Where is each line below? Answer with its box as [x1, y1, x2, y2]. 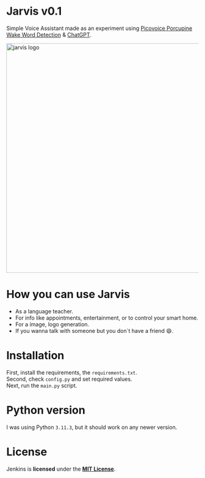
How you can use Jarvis [6, 288, 130, 301]
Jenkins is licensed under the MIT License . [6, 465, 116, 472]
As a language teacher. [15, 307, 73, 315]
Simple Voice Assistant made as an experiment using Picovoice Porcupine [6, 24, 193, 32]
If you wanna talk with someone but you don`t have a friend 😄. [15, 327, 174, 334]
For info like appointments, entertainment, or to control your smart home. [15, 314, 198, 321]
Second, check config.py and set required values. [6, 375, 132, 383]
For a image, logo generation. [15, 320, 90, 328]
